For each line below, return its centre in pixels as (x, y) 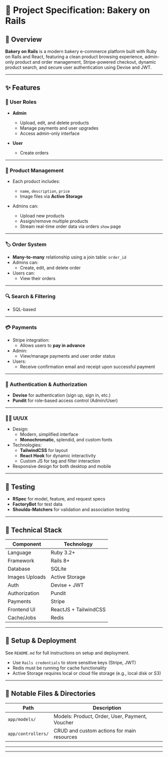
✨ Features (23, 88)
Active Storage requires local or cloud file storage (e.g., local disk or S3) (87, 673)
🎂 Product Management (34, 170)
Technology (78, 544)
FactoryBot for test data (37, 504)
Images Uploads (27, 577)
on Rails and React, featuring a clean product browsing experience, (74, 57)
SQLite (58, 569)
